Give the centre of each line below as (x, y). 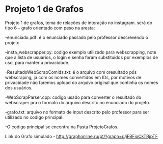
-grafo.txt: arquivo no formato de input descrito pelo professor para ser (77, 112)
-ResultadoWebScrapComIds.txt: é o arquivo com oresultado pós (71, 72)
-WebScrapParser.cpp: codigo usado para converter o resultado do (73, 97)
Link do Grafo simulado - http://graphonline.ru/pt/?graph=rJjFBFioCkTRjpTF (81, 136)
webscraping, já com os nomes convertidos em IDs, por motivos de (73, 77)
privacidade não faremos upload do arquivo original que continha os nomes (81, 83)
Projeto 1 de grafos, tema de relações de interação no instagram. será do (79, 23)
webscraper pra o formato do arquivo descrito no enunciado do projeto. (78, 102)
